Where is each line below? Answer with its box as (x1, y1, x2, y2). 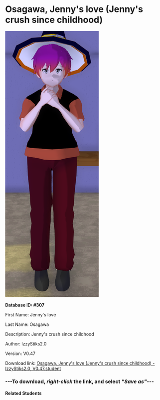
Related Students (5, 390, 42, 396)
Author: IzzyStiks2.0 (5, 340, 47, 346)
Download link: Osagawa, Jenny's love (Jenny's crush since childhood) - (5, 360, 155, 366)
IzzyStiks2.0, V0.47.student (5, 365, 61, 371)
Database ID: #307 (5, 302, 45, 308)
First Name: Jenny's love (5, 311, 56, 317)
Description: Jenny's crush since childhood (5, 331, 95, 337)
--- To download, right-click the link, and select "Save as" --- (5, 378, 155, 385)
